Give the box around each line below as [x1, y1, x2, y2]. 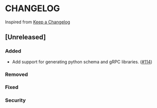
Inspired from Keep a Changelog [5, 19, 71, 25]
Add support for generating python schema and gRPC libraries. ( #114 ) [12, 59, 153, 65]
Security [5, 97, 26, 104]
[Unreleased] [5, 33, 46, 41]
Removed [5, 71, 28, 78]
